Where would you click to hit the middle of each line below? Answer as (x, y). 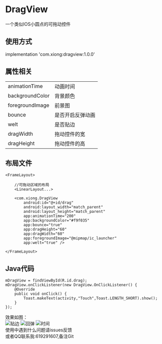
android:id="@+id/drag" (48, 203)
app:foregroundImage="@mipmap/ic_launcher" (70, 238)
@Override (25, 290)
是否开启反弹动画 (75, 115)
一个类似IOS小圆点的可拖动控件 (38, 24)
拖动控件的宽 (70, 134)
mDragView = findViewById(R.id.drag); (46, 280)
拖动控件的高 (70, 143)
